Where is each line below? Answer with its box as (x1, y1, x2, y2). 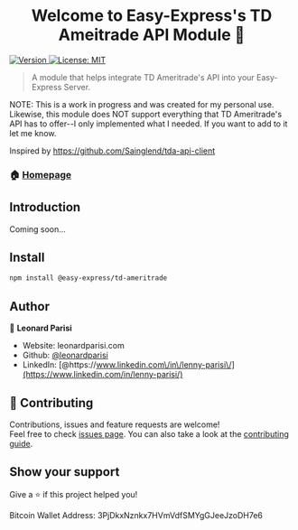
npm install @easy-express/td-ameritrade (9, 274, 168, 283)
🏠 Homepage (9, 168, 72, 181)
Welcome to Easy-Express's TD (31, 5, 273, 26)
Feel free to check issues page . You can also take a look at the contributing (9, 428, 289, 439)
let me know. (9, 127, 57, 138)
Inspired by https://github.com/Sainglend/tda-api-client (9, 145, 216, 156)
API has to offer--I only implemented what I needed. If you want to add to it (9, 118, 288, 129)
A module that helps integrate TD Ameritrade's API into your (31, 71, 255, 82)
